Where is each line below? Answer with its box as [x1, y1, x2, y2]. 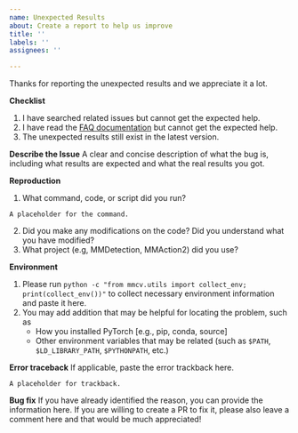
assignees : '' [9, 46, 62, 55]
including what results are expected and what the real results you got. [9, 158, 265, 169]
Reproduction [9, 175, 61, 187]
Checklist [9, 95, 46, 107]
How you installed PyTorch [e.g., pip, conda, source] [35, 326, 229, 337]
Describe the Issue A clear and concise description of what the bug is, [9, 148, 270, 160]
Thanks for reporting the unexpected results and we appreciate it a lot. [9, 78, 269, 89]
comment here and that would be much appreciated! [9, 414, 202, 425]
